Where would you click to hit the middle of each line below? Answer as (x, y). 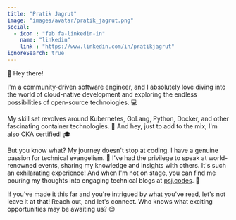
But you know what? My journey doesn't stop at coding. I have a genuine (113, 150)
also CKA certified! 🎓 (39, 134)
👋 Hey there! (25, 73)
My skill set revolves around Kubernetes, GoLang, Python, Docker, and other (118, 118)
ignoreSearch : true (36, 54)
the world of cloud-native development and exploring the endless (102, 94)
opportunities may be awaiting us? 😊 (61, 209)
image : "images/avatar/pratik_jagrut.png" (70, 20)
